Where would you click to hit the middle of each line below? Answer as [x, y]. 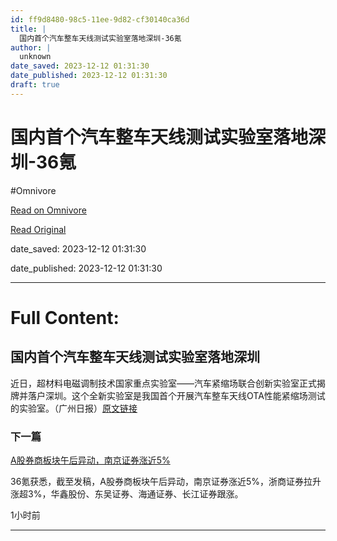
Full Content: [65, 317]
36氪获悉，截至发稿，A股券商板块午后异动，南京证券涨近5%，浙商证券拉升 [166, 481]
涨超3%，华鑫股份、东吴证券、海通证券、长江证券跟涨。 [127, 493]
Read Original [38, 229]
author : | [31, 47]
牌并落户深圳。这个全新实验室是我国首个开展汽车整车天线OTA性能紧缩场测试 [168, 395]
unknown [35, 57]
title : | [28, 29]
